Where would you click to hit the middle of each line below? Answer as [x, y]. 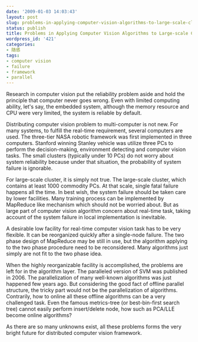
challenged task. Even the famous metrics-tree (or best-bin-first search [93, 303]
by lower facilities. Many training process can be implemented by [85, 199]
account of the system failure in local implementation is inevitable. [86, 217]
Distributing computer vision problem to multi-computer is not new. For [92, 124]
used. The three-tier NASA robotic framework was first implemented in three [99, 137]
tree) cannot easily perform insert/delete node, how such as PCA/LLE [90, 309]
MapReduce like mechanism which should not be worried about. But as [92, 205]
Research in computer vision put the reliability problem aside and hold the [95, 94]
